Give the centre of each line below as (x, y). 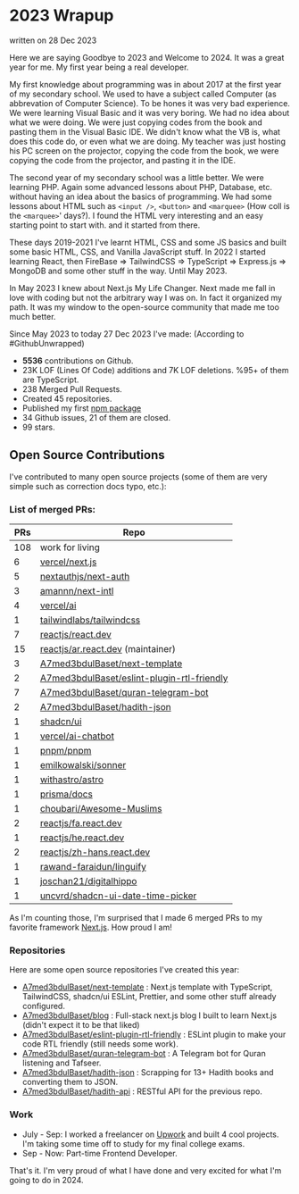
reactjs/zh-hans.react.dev (95, 852)
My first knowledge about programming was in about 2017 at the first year (145, 84)
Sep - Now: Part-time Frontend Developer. (100, 1153)
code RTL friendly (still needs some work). (100, 1044)
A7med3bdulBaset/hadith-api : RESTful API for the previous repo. (142, 1091)
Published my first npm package (82, 408)
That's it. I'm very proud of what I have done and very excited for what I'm (145, 1170)
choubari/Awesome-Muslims (101, 809)
